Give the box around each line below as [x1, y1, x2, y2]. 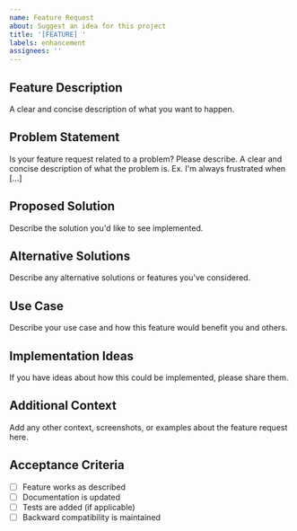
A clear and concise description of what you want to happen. [9, 103, 235, 114]
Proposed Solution [9, 199, 115, 214]
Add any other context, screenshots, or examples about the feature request [9, 421, 288, 432]
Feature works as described [22, 482, 127, 492]
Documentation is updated [22, 491, 121, 502]
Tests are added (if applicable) [22, 501, 136, 512]
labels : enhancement [9, 38, 87, 48]
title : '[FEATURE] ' [9, 30, 87, 39]
